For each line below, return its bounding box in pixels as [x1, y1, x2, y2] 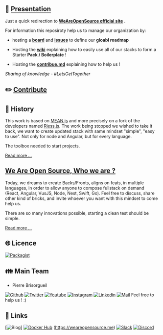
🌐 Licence [5, 239, 37, 248]
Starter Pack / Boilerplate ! [12, 52, 67, 57]
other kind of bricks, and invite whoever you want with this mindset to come [5, 195, 158, 201]
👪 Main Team [5, 267, 49, 276]
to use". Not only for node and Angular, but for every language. [5, 134, 132, 140]
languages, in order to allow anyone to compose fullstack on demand [5, 185, 144, 191]
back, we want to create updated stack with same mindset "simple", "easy [5, 128, 155, 134]
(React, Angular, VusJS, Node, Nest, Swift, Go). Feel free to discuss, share [5, 190, 155, 196]
